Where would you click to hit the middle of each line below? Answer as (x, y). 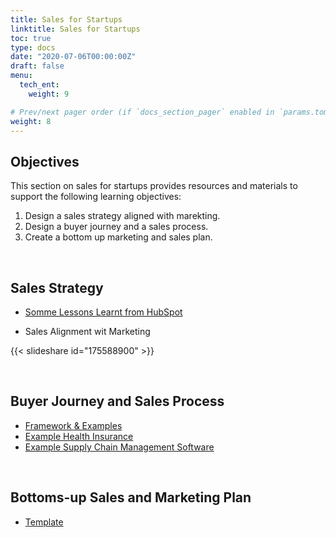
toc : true (31, 38)
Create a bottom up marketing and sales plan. (118, 237)
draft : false (37, 66)
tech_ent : (39, 85)
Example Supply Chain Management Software (119, 447)
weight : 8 (31, 121)
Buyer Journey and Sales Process (117, 401)
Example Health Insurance (79, 436)
